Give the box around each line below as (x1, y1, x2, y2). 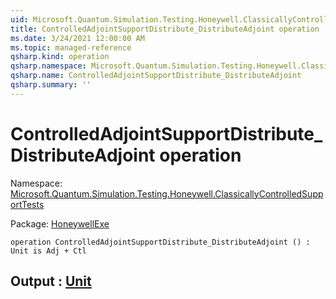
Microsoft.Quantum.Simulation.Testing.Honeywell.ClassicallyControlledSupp (10, 187, 324, 200)
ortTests (10, 198, 45, 210)
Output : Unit (10, 273, 92, 290)
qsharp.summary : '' (10, 80, 92, 90)
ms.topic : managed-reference (10, 42, 132, 53)
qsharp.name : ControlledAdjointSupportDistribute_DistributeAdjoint (10, 71, 302, 81)
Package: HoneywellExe (10, 217, 110, 230)
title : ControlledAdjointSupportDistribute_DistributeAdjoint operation (10, 24, 320, 34)
